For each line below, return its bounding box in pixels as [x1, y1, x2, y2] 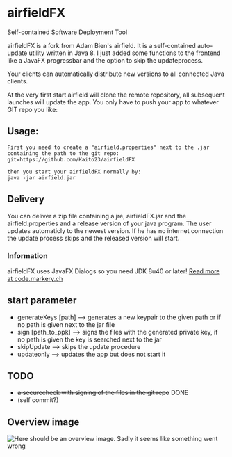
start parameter [7, 294, 77, 307]
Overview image [7, 416, 80, 428]
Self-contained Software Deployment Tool [7, 28, 128, 36]
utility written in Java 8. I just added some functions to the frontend [28, 49, 221, 57]
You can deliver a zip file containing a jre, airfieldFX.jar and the [7, 211, 187, 220]
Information [7, 251, 48, 261]
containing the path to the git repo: [7, 150, 119, 157]
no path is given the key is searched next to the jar [17, 335, 162, 344]
